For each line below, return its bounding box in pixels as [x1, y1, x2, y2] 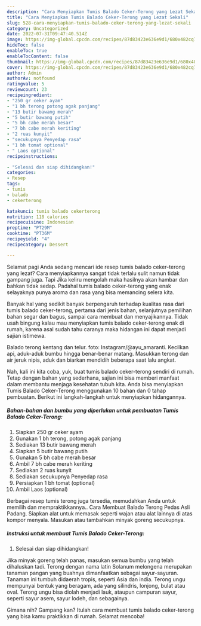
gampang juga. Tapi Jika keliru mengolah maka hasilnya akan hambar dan [7, 276, 188, 283]
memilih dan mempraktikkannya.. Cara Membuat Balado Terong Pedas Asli [7, 503, 190, 511]
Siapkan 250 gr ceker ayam [15, 428, 84, 435]
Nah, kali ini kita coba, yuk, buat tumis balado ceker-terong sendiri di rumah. [7, 368, 194, 375]
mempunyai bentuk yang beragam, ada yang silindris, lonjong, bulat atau [7, 582, 185, 589]
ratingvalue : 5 [7, 81, 45, 87]
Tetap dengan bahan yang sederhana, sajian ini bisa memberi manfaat [7, 374, 180, 381]
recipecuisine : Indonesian [7, 219, 74, 225]
